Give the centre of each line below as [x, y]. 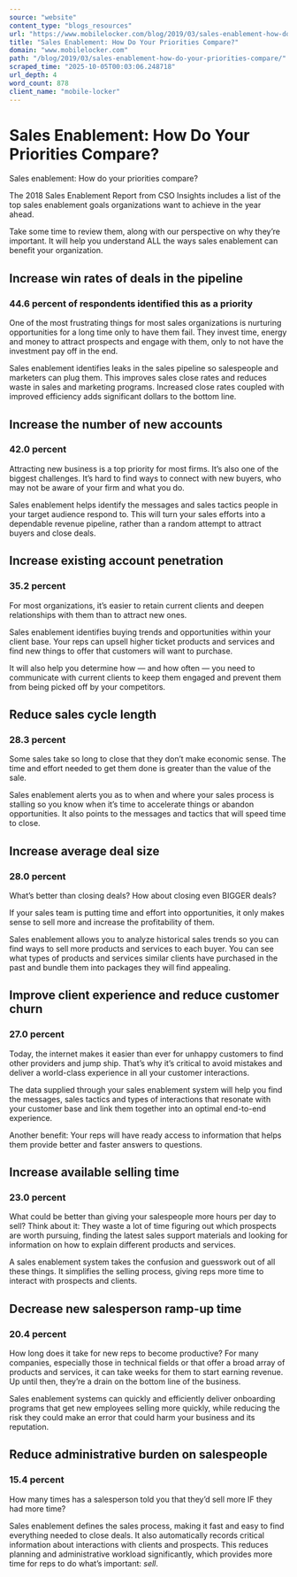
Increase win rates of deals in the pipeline [126, 278]
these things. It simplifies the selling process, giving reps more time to [137, 1272]
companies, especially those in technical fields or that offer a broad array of [147, 1362]
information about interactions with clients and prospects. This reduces [139, 1544]
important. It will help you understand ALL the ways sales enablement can [144, 241]
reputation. [29, 1426]
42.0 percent [38, 450]
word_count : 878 [39, 83]
